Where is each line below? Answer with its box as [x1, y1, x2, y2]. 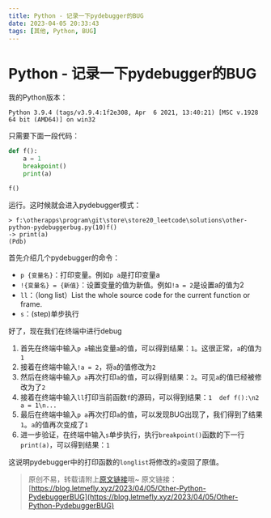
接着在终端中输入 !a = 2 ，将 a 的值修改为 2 [19, 362, 156, 372]
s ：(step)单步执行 [19, 308, 79, 318]
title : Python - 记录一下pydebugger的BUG [8, 11, 144, 20]
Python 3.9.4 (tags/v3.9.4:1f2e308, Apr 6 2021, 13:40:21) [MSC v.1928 [8, 108, 259, 117]
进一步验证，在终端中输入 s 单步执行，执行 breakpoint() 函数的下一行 [19, 430, 245, 439]
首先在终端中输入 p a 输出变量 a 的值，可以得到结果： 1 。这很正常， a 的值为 [19, 343, 262, 353]
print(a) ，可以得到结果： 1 [19, 439, 111, 449]
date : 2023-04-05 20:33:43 [8, 19, 100, 28]
